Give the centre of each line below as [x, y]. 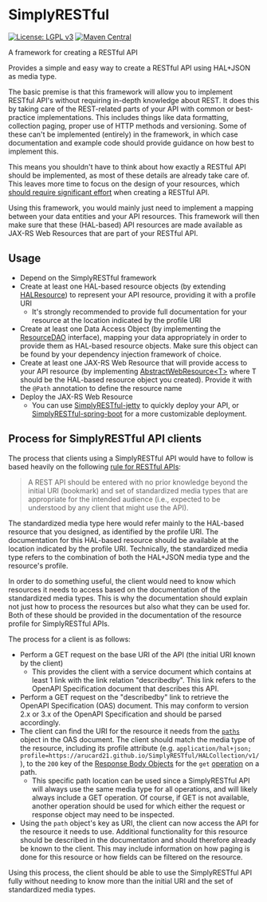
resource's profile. [38, 565]
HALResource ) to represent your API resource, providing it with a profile [138, 294]
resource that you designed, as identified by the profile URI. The [114, 531]
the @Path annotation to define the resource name [101, 388]
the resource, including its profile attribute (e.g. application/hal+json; [135, 748]
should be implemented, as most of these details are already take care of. [129, 175]
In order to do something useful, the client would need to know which [122, 581]
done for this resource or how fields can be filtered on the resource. [131, 856]
